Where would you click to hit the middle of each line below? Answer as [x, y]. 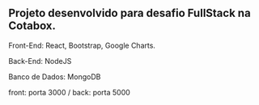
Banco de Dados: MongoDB [55, 77]
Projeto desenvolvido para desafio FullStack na [129, 13]
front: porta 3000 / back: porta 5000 [70, 92]
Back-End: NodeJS [40, 61]
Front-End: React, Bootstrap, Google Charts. [82, 45]
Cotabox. [32, 26]
